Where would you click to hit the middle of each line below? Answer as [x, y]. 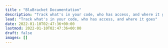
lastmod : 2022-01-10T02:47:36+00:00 [43, 28]
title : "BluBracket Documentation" [43, 10]
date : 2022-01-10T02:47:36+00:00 [40, 24]
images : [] [16, 38]
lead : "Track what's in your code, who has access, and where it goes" [81, 19]
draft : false [19, 33]
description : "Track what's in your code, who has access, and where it [82, 14]
